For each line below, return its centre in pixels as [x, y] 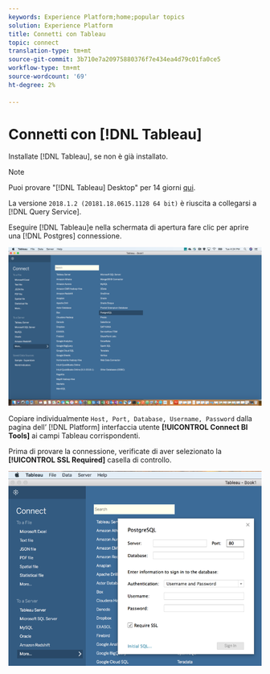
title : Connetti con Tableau [57, 34]
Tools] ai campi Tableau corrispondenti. [74, 436]
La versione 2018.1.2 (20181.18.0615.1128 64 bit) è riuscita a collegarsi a [133, 203]
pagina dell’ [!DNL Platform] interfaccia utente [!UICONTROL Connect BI [128, 428]
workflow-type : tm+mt [45, 68]
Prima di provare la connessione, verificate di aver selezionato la [115, 452]
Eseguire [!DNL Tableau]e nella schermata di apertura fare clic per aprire [129, 227]
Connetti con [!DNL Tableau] [105, 134]
